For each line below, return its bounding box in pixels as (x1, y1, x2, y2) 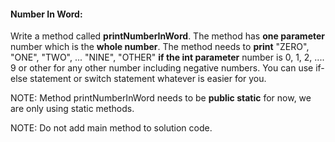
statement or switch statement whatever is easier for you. (29, 73, 267, 85)
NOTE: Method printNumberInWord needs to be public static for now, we (10, 92, 312, 104)
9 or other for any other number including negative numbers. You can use (10, 62, 314, 74)
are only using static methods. (10, 103, 135, 115)
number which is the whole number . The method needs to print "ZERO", (10, 41, 310, 53)
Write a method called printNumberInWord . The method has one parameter (10, 30, 326, 42)
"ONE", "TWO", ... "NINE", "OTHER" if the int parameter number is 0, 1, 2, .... (10, 51, 325, 64)
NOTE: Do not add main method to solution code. (10, 122, 213, 134)
